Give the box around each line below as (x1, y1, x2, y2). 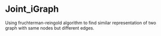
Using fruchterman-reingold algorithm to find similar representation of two (5, 20, 157, 26)
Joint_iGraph (5, 3, 59, 15)
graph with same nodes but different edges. (5, 25, 95, 31)
